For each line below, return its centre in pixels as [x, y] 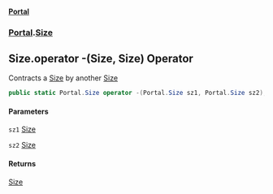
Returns [22, 164]
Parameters [28, 111]
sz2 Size [22, 145]
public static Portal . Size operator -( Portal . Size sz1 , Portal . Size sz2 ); [138, 93]
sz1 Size [22, 129]
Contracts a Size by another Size [63, 78]
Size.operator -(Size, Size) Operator [101, 58]
